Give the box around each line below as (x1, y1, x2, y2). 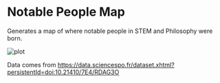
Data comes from (7, 60, 56, 69)
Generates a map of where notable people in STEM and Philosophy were (7, 27, 213, 35)
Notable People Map (7, 4, 126, 20)
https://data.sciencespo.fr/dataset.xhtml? (57, 60, 175, 69)
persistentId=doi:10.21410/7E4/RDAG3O (7, 68, 120, 76)
